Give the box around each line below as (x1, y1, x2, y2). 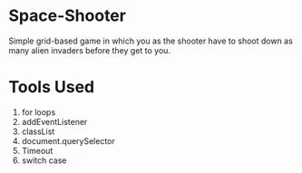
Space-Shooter (8, 5, 126, 26)
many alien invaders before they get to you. (8, 44, 171, 55)
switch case (21, 155, 67, 166)
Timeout (21, 145, 54, 156)
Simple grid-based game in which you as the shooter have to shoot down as (8, 35, 294, 46)
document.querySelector (21, 135, 115, 146)
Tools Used (8, 77, 95, 98)
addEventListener (21, 116, 88, 127)
